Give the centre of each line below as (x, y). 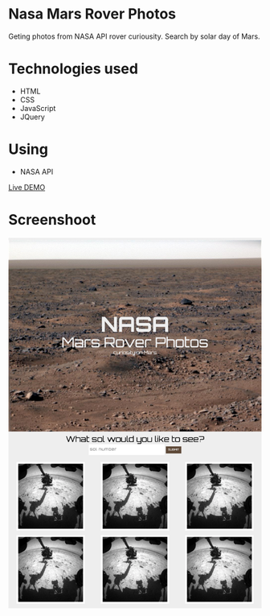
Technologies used (74, 69)
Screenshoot (52, 220)
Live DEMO (27, 187)
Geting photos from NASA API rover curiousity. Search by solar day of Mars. (134, 36)
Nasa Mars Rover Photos (92, 14)
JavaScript (38, 108)
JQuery (33, 117)
